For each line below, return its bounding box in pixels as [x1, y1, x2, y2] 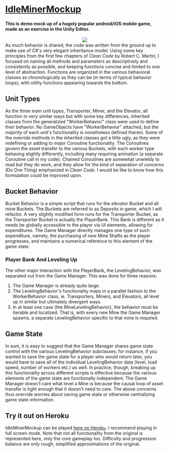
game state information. [5, 397, 55, 403]
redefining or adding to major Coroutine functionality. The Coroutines [5, 140, 149, 146]
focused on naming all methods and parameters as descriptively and [5, 58, 148, 64]
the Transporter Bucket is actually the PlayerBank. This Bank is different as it [5, 216, 164, 223]
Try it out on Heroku [5, 411, 69, 420]
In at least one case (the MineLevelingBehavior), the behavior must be [12, 304, 158, 310]
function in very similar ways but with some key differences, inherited [5, 113, 150, 119]
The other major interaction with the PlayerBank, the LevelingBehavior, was [5, 267, 161, 274]
